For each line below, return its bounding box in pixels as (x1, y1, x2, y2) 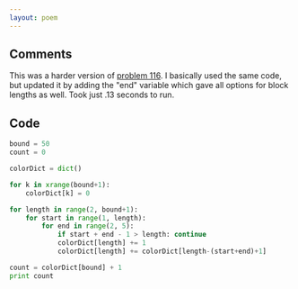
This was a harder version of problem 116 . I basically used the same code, (9, 70, 283, 81)
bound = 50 (9, 140, 50, 149)
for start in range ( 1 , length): (25, 213, 146, 222)
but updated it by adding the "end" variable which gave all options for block (9, 80, 289, 91)
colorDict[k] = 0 (25, 188, 91, 198)
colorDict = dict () (9, 164, 83, 173)
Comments (9, 47, 73, 62)
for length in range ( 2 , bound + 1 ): (9, 204, 139, 214)
